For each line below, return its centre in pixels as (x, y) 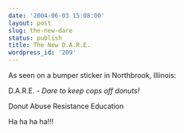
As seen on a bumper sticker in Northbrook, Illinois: (92, 75)
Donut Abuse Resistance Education (66, 106)
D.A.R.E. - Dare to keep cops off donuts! (74, 91)
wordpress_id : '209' (43, 53)
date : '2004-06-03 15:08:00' (57, 16)
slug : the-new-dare (41, 30)
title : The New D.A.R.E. (49, 45)
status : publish (35, 38)
